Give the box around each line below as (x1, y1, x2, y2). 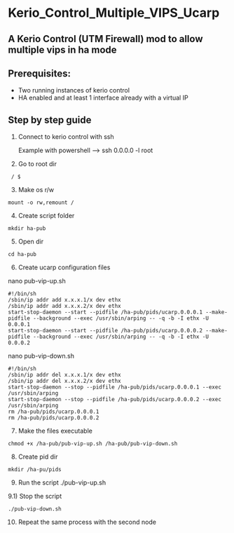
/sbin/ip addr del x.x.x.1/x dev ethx (8, 372, 121, 379)
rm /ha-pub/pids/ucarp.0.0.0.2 (8, 414, 99, 421)
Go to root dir (18, 160, 57, 168)
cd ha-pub (8, 251, 37, 258)
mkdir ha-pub (8, 225, 46, 232)
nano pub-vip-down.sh (8, 352, 75, 360)
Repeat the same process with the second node (18, 518, 157, 527)
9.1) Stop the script (8, 492, 62, 501)
